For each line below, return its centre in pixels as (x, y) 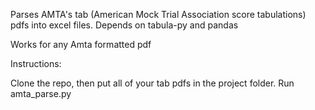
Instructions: (36, 63)
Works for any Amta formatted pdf (81, 44)
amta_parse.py (41, 93)
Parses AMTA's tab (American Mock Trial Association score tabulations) (158, 14)
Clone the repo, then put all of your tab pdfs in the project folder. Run (152, 83)
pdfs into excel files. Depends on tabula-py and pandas (124, 25)
